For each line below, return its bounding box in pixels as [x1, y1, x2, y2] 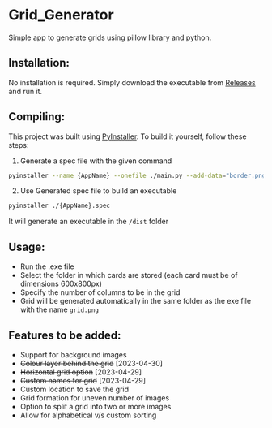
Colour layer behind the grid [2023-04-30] [19, 358, 164, 368]
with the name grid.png [19, 305, 100, 314]
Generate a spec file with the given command [19, 156, 172, 166]
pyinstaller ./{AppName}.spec [8, 201, 111, 210]
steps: [8, 140, 29, 149]
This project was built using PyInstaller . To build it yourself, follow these [8, 132, 247, 141]
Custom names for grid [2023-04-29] [19, 375, 147, 385]
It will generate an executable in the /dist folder [8, 217, 169, 227]
